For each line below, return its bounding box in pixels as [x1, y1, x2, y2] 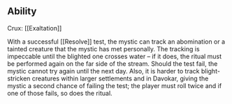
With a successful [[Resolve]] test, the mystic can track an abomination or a [7, 37, 226, 46]
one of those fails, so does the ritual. [7, 89, 113, 97]
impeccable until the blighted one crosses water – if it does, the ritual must [7, 52, 222, 60]
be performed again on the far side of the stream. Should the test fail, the [7, 59, 218, 68]
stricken [7, 74, 31, 83]
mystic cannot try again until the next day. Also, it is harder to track [7, 67, 200, 75]
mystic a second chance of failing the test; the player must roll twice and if [7, 81, 222, 89]
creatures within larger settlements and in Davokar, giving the [31, 74, 209, 83]
